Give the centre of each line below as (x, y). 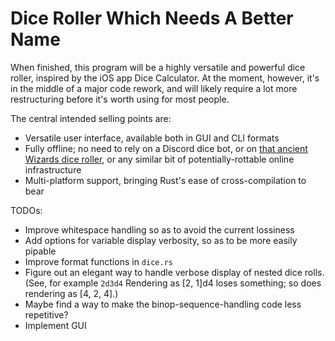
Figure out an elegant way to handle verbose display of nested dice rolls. (174, 272)
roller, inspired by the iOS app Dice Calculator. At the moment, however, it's (165, 78)
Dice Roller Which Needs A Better (152, 18)
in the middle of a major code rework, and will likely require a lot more (154, 88)
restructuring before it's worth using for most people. (120, 99)
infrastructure (53, 169)
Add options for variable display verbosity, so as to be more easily (161, 240)
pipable (40, 251)
